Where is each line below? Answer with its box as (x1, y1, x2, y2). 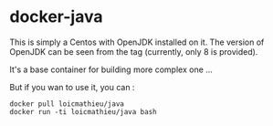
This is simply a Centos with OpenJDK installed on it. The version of (9, 37, 265, 47)
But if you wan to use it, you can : (9, 81, 135, 92)
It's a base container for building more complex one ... (9, 64, 213, 75)
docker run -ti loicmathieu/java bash (9, 107, 157, 116)
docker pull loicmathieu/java (9, 99, 125, 109)
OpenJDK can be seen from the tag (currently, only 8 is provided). (9, 46, 258, 57)
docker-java (9, 6, 103, 27)
